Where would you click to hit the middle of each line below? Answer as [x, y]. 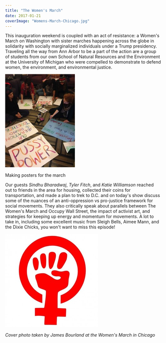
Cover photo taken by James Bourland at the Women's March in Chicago [80, 335]
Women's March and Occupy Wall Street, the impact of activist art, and [78, 211]
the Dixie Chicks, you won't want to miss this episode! [60, 227]
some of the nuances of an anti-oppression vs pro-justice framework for [79, 201]
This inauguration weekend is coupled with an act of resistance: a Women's [82, 36]
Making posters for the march [35, 175]
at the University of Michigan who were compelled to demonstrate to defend [83, 62]
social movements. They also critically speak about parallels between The [81, 206]
